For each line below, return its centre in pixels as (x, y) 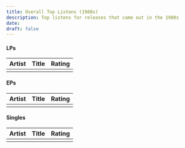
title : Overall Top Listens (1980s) (52, 12)
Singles (16, 118)
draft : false (23, 29)
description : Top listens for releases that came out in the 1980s (93, 18)
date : (13, 23)
